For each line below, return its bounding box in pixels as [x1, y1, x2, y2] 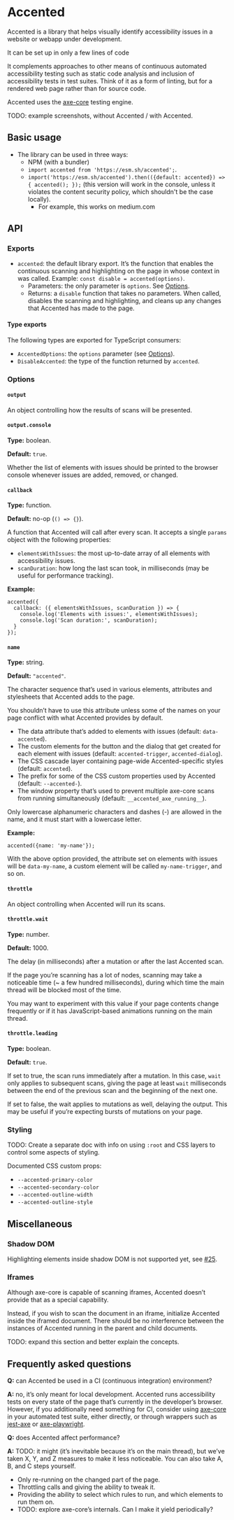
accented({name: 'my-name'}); [7, 842, 96, 849]
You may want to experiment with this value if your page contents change [7, 999, 219, 1007]
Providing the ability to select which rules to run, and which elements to [17, 1491, 224, 1499]
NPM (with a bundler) [27, 158, 89, 166]
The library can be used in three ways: [17, 150, 129, 158]
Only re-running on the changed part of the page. [17, 1475, 161, 1484]
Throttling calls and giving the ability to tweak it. [17, 1483, 156, 1491]
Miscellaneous [7, 1218, 73, 1229]
